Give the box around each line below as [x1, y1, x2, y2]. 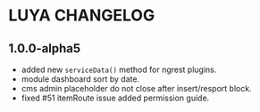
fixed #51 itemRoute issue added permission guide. [21, 92, 210, 103]
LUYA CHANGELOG [8, 5, 155, 26]
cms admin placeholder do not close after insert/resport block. [21, 84, 252, 93]
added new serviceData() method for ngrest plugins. [21, 64, 217, 75]
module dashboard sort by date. [21, 74, 140, 84]
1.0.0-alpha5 [8, 41, 81, 56]
